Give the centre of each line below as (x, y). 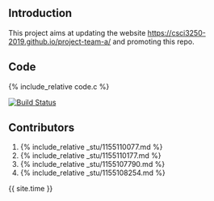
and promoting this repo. (154, 41)
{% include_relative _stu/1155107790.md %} (92, 165)
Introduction (40, 13)
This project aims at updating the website (77, 32)
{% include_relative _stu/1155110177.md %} (90, 156)
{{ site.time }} (31, 189)
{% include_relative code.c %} (59, 86)
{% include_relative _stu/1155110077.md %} (91, 147)
